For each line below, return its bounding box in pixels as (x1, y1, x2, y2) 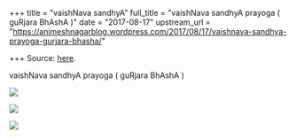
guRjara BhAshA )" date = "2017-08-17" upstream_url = (9, 17, 211, 27)
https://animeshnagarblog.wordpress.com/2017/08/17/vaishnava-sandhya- (12, 27, 287, 36)
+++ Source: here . (9, 53, 77, 63)
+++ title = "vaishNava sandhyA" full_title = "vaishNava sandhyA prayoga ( (9, 8, 281, 18)
